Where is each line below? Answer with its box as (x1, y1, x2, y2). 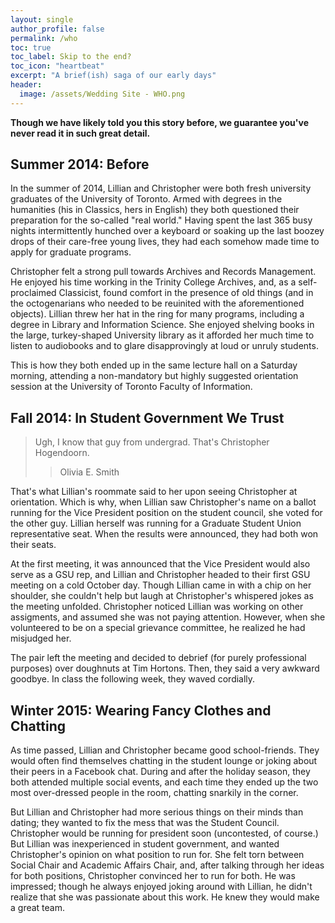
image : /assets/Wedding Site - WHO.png (19, 89, 186, 99)
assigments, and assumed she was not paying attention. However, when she (10, 611, 326, 623)
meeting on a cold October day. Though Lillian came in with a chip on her (10, 579, 312, 591)
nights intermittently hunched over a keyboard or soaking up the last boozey (10, 225, 325, 237)
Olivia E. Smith (59, 466, 120, 478)
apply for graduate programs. (10, 246, 132, 258)
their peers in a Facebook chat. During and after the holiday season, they (10, 766, 311, 778)
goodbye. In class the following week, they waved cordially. (10, 673, 256, 685)
